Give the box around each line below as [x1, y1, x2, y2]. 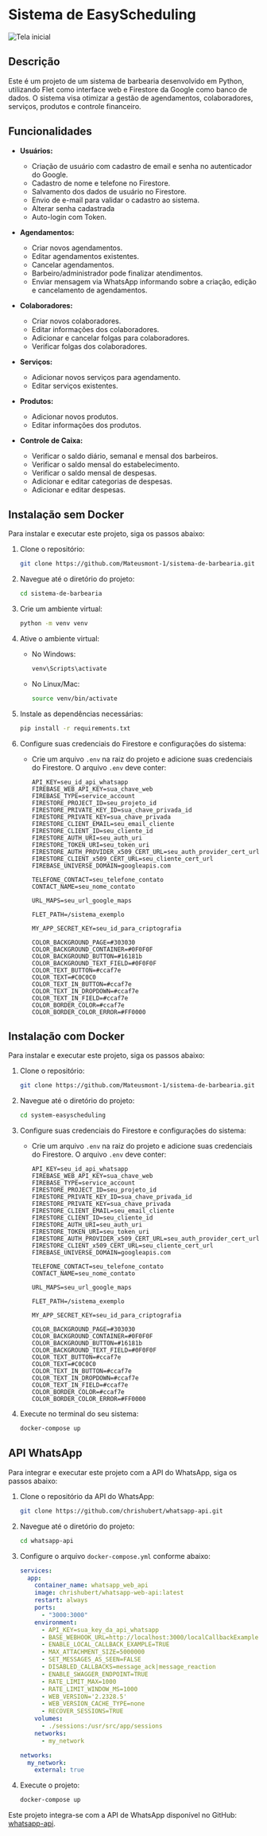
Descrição [8, 55, 60, 69]
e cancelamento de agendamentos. [31, 285, 148, 295]
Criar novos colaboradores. [31, 316, 122, 326]
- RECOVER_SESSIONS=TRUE [41, 1707, 124, 1716]
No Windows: [31, 649, 76, 659]
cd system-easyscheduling [19, 1111, 106, 1120]
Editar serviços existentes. [31, 381, 118, 390]
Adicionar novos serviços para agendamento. [31, 372, 181, 382]
